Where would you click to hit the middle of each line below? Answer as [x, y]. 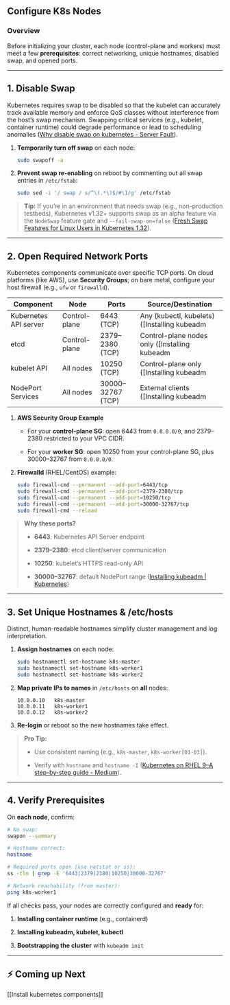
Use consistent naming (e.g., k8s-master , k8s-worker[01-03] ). [120, 752]
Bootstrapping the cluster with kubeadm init [80, 945]
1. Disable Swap [41, 89]
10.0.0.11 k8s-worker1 [52, 706]
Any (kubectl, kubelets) [177, 316]
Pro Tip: [35, 738]
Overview [24, 31]
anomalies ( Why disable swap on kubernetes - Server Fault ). [92, 134]
